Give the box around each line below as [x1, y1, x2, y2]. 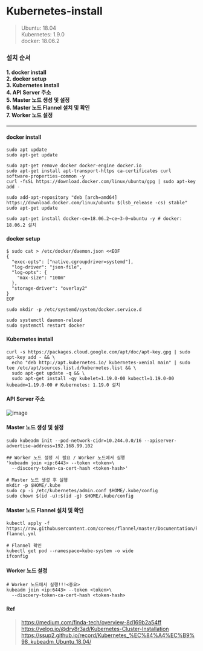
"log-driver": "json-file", [11, 264, 83, 270]
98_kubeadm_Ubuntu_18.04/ [21, 638, 92, 645]
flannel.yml [6, 531, 36, 537]
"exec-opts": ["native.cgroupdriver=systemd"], [11, 259, 134, 265]
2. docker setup [6, 75, 47, 82]
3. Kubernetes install [6, 82, 60, 89]
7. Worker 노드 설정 [6, 112, 53, 119]
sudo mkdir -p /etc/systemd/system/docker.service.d [6, 307, 142, 313]
